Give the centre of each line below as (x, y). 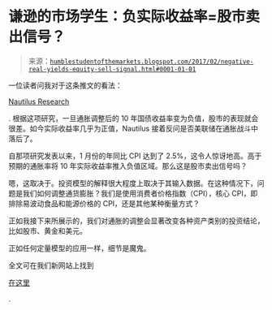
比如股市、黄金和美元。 (47, 230)
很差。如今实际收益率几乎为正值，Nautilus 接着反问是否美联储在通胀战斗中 (133, 128)
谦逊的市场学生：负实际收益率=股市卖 (134, 17)
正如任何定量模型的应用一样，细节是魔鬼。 (80, 248)
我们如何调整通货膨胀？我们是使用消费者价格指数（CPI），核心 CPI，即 (140, 193)
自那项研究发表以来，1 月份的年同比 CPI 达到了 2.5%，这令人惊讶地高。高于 (135, 156)
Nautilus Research (39, 101)
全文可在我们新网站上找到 (51, 265)
